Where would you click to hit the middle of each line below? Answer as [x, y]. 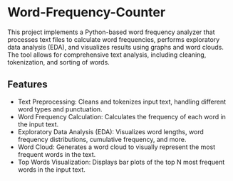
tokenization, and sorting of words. [59, 62]
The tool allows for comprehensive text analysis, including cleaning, [107, 55]
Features [27, 85]
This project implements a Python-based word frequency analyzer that [111, 32]
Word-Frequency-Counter [87, 12]
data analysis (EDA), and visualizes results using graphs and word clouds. [116, 47]
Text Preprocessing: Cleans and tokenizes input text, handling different [122, 102]
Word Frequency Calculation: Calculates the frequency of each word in [122, 116]
